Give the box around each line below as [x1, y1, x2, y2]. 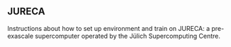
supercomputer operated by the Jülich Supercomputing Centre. [35, 32, 221, 40]
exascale [7, 32, 34, 40]
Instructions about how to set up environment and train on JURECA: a [7, 24, 210, 32]
